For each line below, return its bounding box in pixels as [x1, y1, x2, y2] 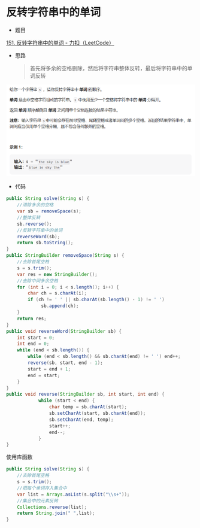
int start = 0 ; [17, 335, 55, 341]
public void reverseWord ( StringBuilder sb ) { [6, 328, 122, 334]
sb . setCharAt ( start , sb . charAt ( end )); [49, 411, 146, 417]
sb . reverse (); [17, 221, 52, 227]
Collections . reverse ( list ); [17, 504, 87, 510]
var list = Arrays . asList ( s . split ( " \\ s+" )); [17, 491, 130, 497]
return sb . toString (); [17, 240, 74, 246]
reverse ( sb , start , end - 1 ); [28, 360, 103, 366]
